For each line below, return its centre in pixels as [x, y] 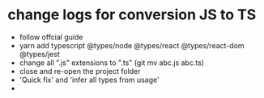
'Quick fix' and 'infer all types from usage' [89, 80]
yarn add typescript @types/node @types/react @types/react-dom [132, 45]
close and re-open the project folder [80, 71]
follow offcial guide [51, 37]
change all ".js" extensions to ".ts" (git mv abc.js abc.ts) [111, 63]
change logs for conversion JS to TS [132, 15]
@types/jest [39, 54]
